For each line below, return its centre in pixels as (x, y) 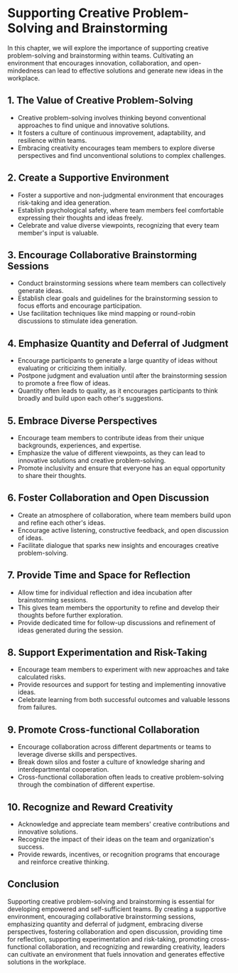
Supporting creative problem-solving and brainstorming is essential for (111, 901)
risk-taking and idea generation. (64, 202)
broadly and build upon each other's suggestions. (90, 398)
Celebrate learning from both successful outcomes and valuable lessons (124, 700)
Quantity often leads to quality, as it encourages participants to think (118, 391)
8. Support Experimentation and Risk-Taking (107, 653)
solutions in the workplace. (47, 962)
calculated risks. (42, 677)
